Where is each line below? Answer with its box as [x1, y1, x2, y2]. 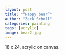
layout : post [5, 7, 32, 12]
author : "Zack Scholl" [5, 16, 52, 21]
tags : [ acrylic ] [5, 26, 39, 31]
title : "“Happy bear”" [5, 12, 52, 17]
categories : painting [5, 21, 50, 26]
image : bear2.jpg [5, 30, 41, 35]
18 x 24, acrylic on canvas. [5, 44, 60, 50]
